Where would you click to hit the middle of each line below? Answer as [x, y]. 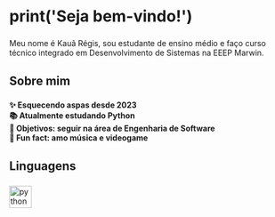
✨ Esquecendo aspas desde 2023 [73, 105]
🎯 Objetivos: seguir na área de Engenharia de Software [112, 129]
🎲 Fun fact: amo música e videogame [79, 138]
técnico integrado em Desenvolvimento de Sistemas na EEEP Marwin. [137, 53]
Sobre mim [40, 80]
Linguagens [43, 166]
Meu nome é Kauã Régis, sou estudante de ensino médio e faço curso [138, 44]
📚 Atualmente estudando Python [72, 116]
